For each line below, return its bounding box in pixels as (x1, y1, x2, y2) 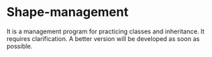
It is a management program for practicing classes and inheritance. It (6, 27, 205, 35)
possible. (6, 42, 33, 50)
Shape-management (6, 4, 129, 20)
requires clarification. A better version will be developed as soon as (6, 34, 200, 42)
